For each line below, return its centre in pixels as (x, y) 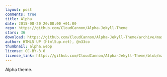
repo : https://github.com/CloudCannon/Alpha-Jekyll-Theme (66, 28)
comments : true (21, 14)
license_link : (20, 56)
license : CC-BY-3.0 (25, 51)
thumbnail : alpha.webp (29, 46)
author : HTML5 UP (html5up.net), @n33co (48, 42)
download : (15, 38)
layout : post (19, 10)
